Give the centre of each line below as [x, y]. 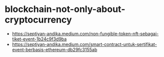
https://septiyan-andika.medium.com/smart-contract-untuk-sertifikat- [84, 44]
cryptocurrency [38, 20]
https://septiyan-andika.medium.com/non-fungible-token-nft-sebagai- [85, 33]
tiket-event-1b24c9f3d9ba [39, 39]
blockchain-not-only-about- [65, 9]
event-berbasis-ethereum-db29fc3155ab [55, 49]
